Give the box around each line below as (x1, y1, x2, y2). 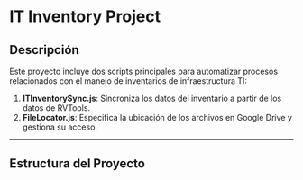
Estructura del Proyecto (9, 156, 146, 172)
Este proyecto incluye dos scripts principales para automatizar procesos (9, 66, 278, 76)
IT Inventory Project (9, 6, 161, 27)
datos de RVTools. (22, 103, 91, 113)
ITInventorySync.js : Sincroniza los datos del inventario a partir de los (22, 93, 282, 103)
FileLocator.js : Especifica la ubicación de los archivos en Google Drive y (22, 112, 293, 122)
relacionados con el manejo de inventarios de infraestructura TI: (9, 76, 248, 86)
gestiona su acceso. (22, 121, 97, 132)
